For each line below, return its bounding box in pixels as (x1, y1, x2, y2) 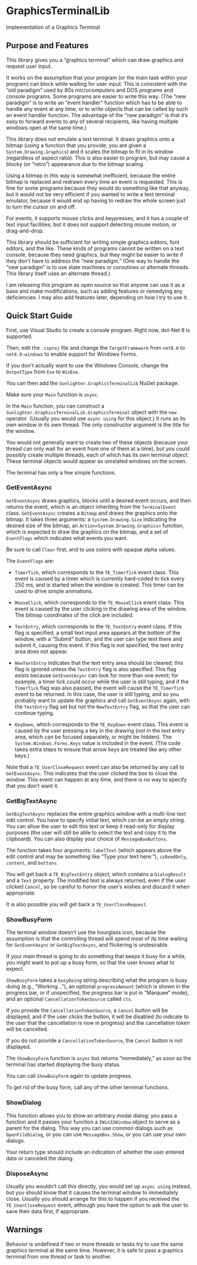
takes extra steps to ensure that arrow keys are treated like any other (14, 746, 182, 753)
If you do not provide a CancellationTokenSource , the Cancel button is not (6, 1037, 183, 1044)
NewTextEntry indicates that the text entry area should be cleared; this (14, 659, 183, 666)
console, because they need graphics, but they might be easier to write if (6, 251, 183, 258)
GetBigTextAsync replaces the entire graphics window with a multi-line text (6, 810, 186, 817)
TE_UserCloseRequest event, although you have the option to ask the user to (6, 1201, 189, 1208)
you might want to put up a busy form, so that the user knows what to (6, 959, 175, 966)
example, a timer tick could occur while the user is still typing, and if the (14, 678, 189, 685)
